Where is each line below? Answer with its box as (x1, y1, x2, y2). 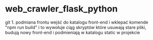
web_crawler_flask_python (5, 3, 118, 14)
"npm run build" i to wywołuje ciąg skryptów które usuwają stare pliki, (5, 24, 147, 30)
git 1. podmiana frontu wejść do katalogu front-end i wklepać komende (5, 19, 149, 25)
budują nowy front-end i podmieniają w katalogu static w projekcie (5, 29, 140, 35)
